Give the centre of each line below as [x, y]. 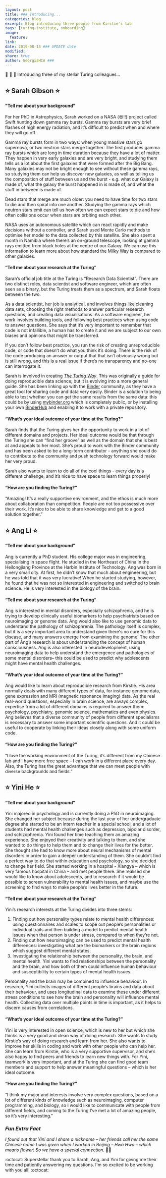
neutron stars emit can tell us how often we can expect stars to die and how [83, 210]
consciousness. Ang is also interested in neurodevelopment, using [73, 648]
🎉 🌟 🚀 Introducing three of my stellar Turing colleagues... [63, 74]
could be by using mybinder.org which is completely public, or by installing [81, 402]
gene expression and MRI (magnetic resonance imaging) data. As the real [80, 696]
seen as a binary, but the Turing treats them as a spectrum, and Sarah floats [83, 289]
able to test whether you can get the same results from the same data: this [81, 397]
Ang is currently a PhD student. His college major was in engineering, [76, 557]
